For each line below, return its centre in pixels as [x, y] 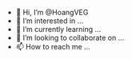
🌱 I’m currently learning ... [58, 29]
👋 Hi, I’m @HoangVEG [52, 12]
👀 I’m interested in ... [50, 21]
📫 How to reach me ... [53, 47]
